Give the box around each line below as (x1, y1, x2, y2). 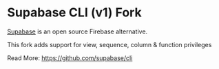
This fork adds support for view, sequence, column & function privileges (7, 40, 212, 49)
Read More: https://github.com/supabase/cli (7, 53, 133, 62)
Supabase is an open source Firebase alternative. (7, 27, 148, 36)
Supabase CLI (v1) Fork (7, 5, 143, 20)
